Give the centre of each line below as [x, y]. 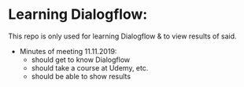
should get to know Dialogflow [81, 60]
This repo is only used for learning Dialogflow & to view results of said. [123, 36]
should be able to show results [81, 76]
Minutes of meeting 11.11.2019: [68, 51]
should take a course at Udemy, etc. [90, 67]
